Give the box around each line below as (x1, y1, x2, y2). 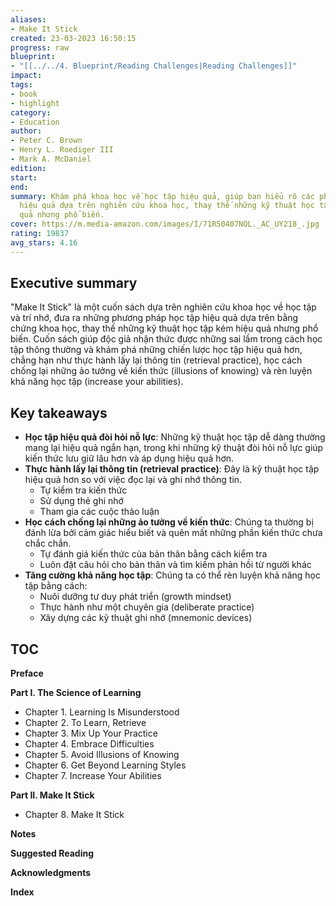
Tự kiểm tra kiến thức (39, 484, 128, 496)
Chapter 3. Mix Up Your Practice (24, 727, 158, 740)
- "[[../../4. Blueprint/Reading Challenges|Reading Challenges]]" (10, 61, 298, 71)
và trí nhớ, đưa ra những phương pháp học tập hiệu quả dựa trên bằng (10, 312, 299, 324)
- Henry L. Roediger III (10, 145, 114, 155)
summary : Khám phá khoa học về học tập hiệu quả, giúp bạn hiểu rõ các (10, 191, 315, 201)
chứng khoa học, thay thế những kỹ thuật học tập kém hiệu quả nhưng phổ (10, 322, 319, 335)
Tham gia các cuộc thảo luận (39, 506, 160, 518)
